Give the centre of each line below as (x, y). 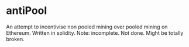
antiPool (27, 11)
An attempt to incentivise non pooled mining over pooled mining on (87, 27)
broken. (15, 39)
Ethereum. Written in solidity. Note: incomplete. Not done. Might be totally (95, 32)
